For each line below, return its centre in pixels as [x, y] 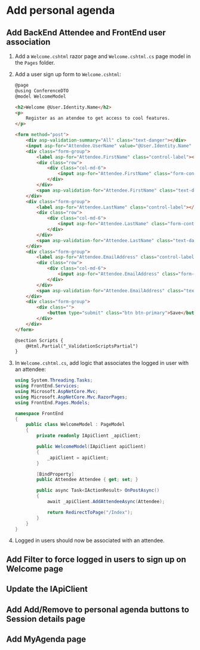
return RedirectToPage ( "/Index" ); [90, 512]
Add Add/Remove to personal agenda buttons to [98, 610]
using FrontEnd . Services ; [47, 386]
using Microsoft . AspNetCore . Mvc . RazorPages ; [71, 397]
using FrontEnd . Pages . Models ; [53, 403]
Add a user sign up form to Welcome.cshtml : [68, 74]
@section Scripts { [39, 340]
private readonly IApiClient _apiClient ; [89, 436]
